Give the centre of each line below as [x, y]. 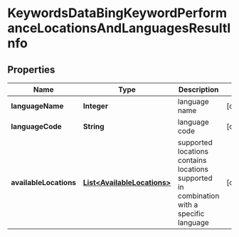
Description [198, 89]
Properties [31, 69]
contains [192, 160]
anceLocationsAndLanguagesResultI [119, 28]
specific [191, 214]
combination [198, 196]
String [94, 126]
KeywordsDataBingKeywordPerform [117, 13]
